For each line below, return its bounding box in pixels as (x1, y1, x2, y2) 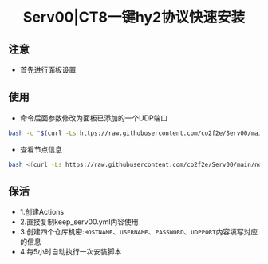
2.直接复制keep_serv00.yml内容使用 (19, 217, 139, 227)
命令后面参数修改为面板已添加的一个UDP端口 (19, 113, 168, 123)
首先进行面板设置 (19, 65, 77, 74)
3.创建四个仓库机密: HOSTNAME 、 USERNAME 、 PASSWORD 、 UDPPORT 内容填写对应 (19, 227, 258, 237)
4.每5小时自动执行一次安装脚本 (19, 247, 122, 257)
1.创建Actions (19, 207, 65, 217)
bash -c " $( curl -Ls (8, 129, 77, 137)
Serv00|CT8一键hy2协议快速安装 (22, 8, 246, 26)
